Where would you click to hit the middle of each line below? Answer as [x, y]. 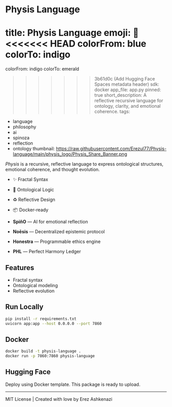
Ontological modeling [35, 285]
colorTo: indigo [38, 55]
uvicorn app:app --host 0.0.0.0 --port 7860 [53, 323]
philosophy [25, 127]
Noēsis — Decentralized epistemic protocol [59, 232]
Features [20, 268]
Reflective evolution [34, 291]
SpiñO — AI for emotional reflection [50, 222]
